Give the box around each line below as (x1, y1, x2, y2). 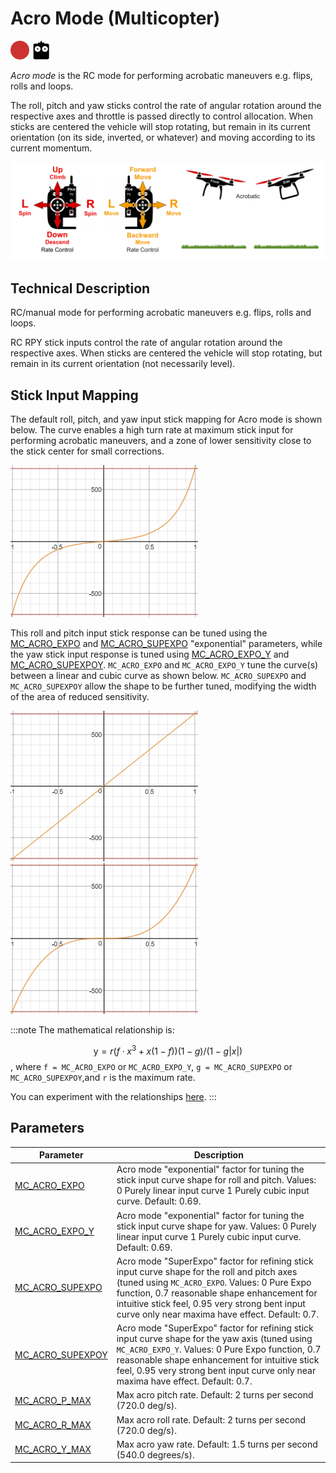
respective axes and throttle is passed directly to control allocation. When (10, 110, 313, 122)
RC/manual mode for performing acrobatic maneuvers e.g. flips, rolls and (10, 307, 312, 319)
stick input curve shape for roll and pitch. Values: (116, 1174, 317, 1186)
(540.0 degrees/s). (116, 1448, 195, 1461)
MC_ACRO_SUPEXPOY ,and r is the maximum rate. (10, 1071, 196, 1083)
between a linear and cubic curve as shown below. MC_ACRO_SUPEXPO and (10, 670, 307, 682)
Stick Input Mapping (10, 387, 139, 404)
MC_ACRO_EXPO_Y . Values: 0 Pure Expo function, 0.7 (116, 1343, 322, 1356)
